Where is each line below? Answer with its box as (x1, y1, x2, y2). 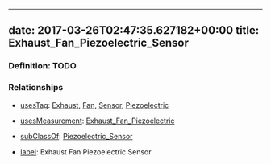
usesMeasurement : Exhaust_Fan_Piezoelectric (19, 116, 175, 125)
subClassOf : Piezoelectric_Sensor (19, 131, 133, 141)
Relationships (8, 82, 64, 93)
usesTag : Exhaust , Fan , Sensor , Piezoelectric (19, 100, 169, 109)
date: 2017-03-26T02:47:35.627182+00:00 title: (8, 23, 260, 37)
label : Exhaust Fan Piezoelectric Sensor (19, 146, 152, 157)
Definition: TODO (8, 60, 77, 72)
